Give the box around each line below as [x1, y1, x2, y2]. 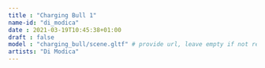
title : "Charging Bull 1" [8, 11, 97, 20]
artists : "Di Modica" [8, 48, 80, 55]
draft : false [8, 33, 55, 41]
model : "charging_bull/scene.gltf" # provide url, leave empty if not [8, 41, 248, 48]
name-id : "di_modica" [8, 19, 80, 27]
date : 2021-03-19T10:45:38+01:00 [8, 26, 122, 34]
